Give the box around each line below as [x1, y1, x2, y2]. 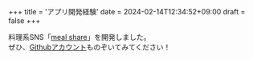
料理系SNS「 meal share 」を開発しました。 [8, 33, 151, 41]
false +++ [8, 16, 41, 26]
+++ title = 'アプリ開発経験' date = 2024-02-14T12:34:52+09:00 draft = [8, 7, 246, 16]
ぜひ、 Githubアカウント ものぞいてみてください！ [8, 42, 171, 52]
